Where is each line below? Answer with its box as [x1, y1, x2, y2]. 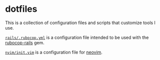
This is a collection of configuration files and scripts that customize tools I [5, 20, 156, 26]
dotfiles [5, 3, 38, 15]
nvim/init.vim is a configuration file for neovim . [5, 49, 103, 55]
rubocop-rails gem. [5, 39, 45, 45]
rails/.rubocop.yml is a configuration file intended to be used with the [5, 34, 149, 40]
